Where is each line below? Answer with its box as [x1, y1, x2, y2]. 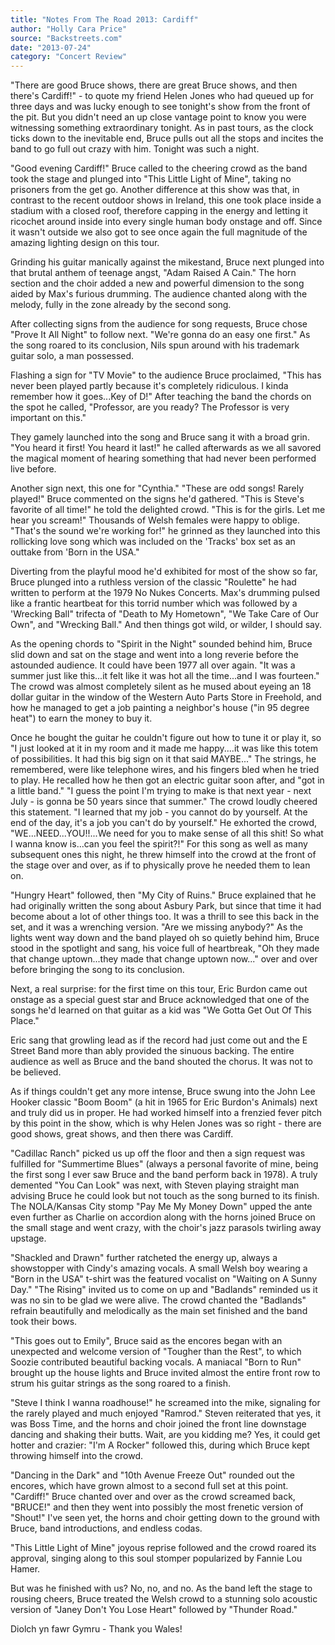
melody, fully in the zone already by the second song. [10, 299, 232, 311]
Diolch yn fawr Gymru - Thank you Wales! [10, 1623, 183, 1635]
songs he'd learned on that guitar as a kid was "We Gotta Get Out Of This [10, 1004, 312, 1016]
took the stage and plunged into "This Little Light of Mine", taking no [10, 173, 292, 185]
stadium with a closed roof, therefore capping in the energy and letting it [10, 205, 308, 217]
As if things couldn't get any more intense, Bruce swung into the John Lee [10, 1086, 316, 1098]
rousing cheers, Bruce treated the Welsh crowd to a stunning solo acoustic [10, 1593, 318, 1605]
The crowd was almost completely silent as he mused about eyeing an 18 [10, 681, 312, 693]
